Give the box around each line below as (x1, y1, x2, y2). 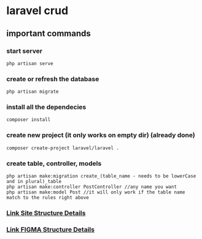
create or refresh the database (6, 74, 99, 83)
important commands (6, 28, 91, 39)
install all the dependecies (6, 103, 87, 111)
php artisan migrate (6, 88, 60, 95)
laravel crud (6, 4, 69, 18)
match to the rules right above (6, 195, 89, 201)
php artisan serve (6, 60, 53, 66)
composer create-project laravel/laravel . (6, 145, 120, 151)
